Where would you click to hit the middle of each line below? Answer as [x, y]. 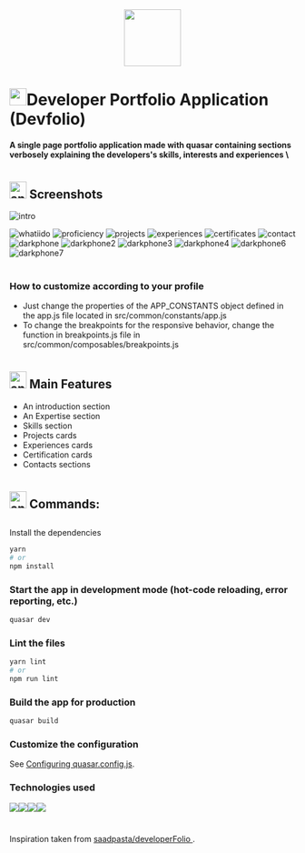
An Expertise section [61, 416]
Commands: [64, 504]
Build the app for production [73, 702]
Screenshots [66, 194]
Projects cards [49, 435]
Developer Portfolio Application [148, 100]
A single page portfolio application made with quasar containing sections [151, 145]
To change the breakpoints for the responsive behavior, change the [148, 325]
